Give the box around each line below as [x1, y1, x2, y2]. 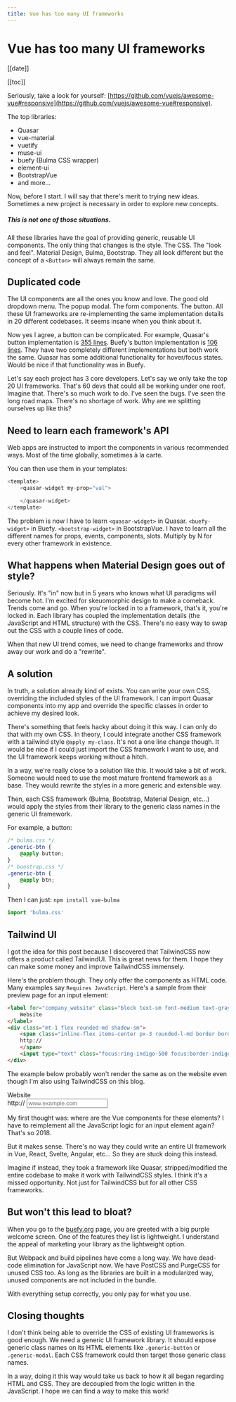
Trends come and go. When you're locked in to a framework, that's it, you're [7, 604, 228, 612]
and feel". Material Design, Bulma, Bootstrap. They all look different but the [7, 248, 223, 257]
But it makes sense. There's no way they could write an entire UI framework [7, 1142, 227, 1151]
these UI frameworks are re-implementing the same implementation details [7, 310, 224, 318]
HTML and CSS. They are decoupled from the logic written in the [7, 1379, 195, 1388]
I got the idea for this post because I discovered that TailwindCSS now [7, 947, 211, 956]
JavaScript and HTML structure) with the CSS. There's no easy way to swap [7, 619, 228, 627]
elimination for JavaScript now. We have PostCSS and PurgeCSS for [23, 1261, 221, 1269]
